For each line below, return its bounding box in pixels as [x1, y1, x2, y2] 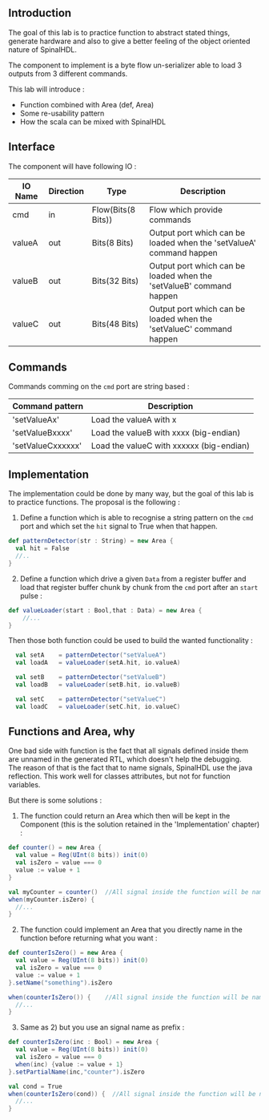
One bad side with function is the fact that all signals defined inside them [8, 746, 249, 756]
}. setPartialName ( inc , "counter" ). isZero [8, 1068, 146, 1076]
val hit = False [15, 544, 70, 552]
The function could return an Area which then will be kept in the [19, 811, 231, 821]
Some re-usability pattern [19, 108, 105, 118]
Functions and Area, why [8, 725, 135, 738]
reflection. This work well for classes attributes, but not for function [8, 771, 231, 781]
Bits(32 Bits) [91, 275, 139, 286]
